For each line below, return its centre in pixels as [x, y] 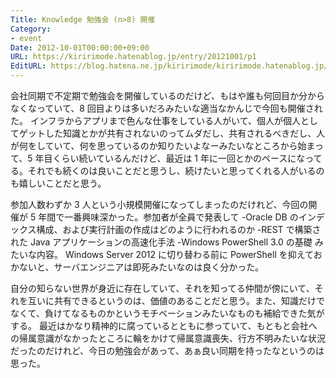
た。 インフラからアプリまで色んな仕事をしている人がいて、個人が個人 [155, 120]
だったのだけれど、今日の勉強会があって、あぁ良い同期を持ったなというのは [167, 350]
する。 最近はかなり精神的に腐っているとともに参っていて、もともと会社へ [164, 325]
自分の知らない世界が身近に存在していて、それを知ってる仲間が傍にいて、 [162, 288]
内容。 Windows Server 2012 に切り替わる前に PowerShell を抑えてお [179, 254]
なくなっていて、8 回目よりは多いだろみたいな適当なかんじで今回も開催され [166, 108]
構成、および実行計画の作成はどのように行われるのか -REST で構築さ [179, 229]
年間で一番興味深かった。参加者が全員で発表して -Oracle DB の [168, 217]
